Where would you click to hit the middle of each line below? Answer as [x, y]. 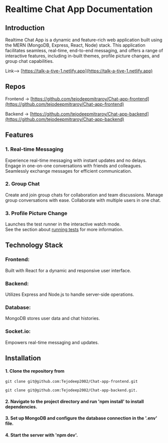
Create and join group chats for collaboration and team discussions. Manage [84, 195]
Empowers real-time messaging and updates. [52, 342]
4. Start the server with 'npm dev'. [42, 435]
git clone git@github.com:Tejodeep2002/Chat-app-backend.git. [71, 390]
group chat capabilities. [30, 61]
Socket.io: [18, 331]
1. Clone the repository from [35, 371]
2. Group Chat [23, 184]
